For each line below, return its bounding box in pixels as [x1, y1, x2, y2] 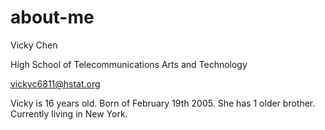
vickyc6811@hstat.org [10, 77, 101, 90]
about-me [10, 6, 95, 29]
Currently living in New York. [10, 107, 128, 120]
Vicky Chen [10, 39, 58, 51]
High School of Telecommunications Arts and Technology [10, 58, 248, 70]
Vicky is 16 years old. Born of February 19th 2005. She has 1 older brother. [10, 97, 316, 109]
